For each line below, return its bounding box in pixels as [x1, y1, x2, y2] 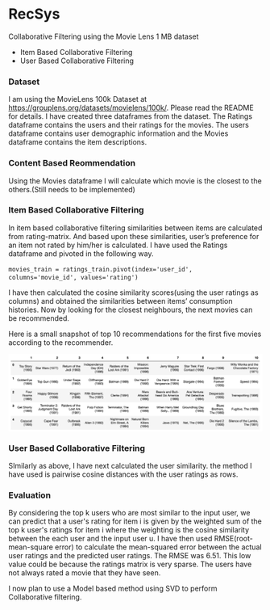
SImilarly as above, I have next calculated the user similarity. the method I [8, 461, 252, 471]
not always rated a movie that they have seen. [8, 568, 161, 578]
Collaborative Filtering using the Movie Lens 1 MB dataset [8, 32, 199, 41]
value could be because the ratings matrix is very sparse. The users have [8, 559, 252, 570]
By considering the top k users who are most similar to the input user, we [8, 508, 251, 518]
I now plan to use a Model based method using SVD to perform [8, 583, 218, 594]
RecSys [8, 5, 60, 23]
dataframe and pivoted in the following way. [8, 248, 155, 259]
